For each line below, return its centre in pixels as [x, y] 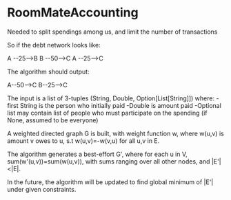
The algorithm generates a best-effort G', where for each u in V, [97, 154]
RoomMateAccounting [73, 13]
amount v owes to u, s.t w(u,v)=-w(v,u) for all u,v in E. [83, 141]
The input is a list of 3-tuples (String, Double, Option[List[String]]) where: [111, 98]
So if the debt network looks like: [54, 45]
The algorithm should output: [48, 71]
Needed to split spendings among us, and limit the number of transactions [112, 32]
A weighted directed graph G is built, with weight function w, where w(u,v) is [115, 133]
